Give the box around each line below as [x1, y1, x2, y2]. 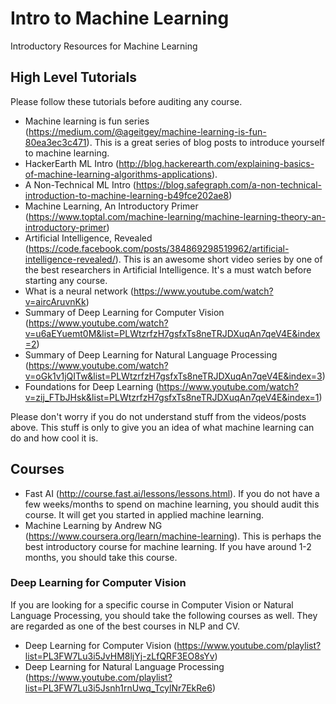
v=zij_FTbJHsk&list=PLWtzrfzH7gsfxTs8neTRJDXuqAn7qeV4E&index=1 [24, 391, 320, 403]
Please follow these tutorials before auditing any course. [10, 95, 243, 107]
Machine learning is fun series [24, 115, 150, 127]
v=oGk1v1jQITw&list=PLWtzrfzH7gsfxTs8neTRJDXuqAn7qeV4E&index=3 [24, 370, 323, 382]
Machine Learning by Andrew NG [24, 519, 163, 531]
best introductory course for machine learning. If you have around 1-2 [24, 540, 312, 552]
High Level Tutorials [10, 69, 137, 86]
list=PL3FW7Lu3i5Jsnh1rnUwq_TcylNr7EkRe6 [24, 682, 213, 694]
